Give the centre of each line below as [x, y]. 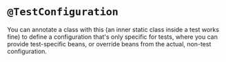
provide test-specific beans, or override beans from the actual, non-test [109, 44]
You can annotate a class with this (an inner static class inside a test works [113, 29]
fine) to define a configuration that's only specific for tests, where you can [113, 37]
